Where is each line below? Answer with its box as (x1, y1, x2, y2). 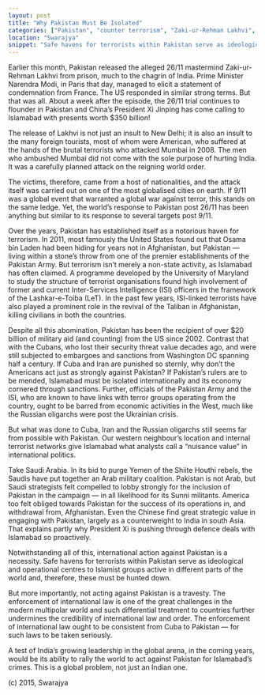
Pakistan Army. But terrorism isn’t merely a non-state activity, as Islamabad (8, 260, 252, 270)
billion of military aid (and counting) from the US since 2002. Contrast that (8, 334, 249, 344)
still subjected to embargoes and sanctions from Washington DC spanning (8, 351, 250, 361)
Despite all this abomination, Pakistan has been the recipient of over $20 (8, 326, 244, 335)
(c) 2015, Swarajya (8, 678, 69, 688)
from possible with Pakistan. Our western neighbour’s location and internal (8, 433, 251, 443)
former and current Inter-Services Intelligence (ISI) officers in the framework (8, 285, 256, 295)
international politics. (8, 450, 77, 459)
